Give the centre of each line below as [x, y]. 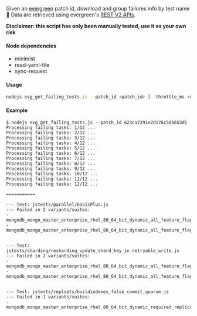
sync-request [31, 71]
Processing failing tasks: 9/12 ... [51, 169]
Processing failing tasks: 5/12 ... [51, 148]
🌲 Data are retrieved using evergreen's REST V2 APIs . [71, 15]
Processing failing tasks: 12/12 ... [52, 184]
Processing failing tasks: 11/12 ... [52, 179]
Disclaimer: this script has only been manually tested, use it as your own [96, 26]
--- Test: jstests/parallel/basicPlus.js [57, 205]
